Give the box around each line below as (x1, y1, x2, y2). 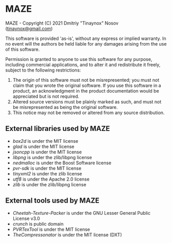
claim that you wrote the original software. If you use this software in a (12, 82, 161, 89)
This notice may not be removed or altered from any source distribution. (12, 109, 165, 116)
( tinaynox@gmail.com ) (5, 25, 53, 31)
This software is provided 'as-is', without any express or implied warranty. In (5, 35, 166, 41)
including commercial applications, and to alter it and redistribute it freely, (5, 61, 161, 68)
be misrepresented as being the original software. (12, 104, 118, 110)
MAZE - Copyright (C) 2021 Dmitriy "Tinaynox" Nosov (5, 20, 119, 26)
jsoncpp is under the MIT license (12, 149, 82, 155)
